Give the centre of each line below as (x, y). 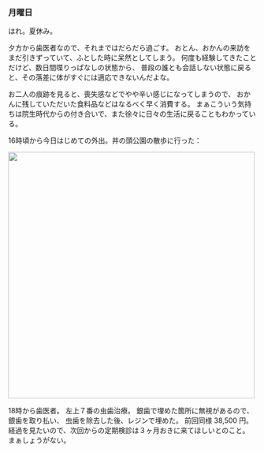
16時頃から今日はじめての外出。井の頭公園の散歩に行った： (105, 140)
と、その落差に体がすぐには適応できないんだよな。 (91, 77)
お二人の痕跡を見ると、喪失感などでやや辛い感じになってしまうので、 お (126, 94)
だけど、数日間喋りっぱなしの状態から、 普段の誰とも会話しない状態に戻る (130, 68)
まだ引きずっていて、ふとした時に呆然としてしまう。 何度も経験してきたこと (133, 58)
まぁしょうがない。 (39, 440)
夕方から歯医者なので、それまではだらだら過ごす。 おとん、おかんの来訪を (129, 48)
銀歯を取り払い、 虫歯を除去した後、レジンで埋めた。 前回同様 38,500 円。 (131, 420)
